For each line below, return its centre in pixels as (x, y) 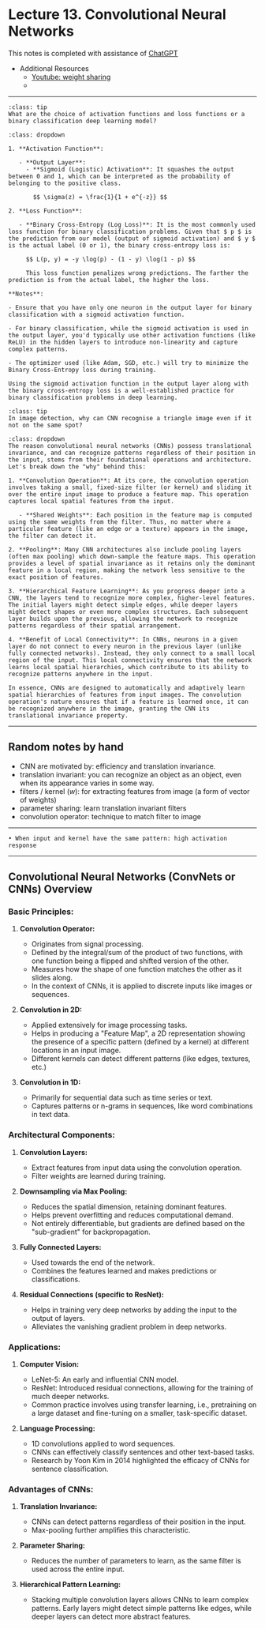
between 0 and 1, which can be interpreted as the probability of (119, 176)
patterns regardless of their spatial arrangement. (95, 626)
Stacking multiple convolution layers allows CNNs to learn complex (140, 1600)
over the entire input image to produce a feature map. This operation (128, 494)
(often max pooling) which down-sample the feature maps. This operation (132, 556)
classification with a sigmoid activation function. (97, 314)
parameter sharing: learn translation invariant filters (103, 808)
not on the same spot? (45, 425)
